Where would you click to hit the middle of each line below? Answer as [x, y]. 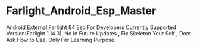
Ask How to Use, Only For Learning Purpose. [61, 40]
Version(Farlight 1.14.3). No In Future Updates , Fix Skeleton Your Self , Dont [99, 33]
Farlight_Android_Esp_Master [81, 11]
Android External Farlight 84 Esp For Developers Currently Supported [91, 27]
